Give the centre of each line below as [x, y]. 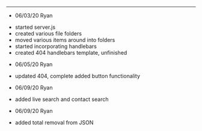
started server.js [35, 27]
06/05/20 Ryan [34, 64]
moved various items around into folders [65, 40]
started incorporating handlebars [56, 46]
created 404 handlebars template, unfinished [71, 53]
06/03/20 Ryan [34, 15]
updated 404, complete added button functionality [77, 76]
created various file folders [48, 33]
